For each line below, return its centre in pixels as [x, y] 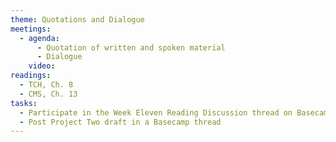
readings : [31, 76]
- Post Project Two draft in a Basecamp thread [120, 122]
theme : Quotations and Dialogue [77, 19]
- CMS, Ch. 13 [48, 94]
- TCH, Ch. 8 [46, 85]
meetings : [31, 29]
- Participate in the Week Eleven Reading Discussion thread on [156, 112]
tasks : [24, 103]
